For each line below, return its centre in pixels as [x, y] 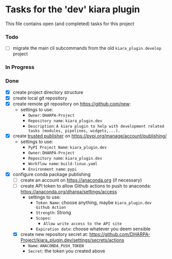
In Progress [20, 67]
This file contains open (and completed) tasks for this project [70, 24]
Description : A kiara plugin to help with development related [96, 126]
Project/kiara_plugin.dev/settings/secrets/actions [72, 240]
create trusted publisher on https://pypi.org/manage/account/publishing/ [90, 136]
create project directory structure [48, 92]
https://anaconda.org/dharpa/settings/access [69, 191]
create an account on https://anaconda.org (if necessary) [81, 180]
